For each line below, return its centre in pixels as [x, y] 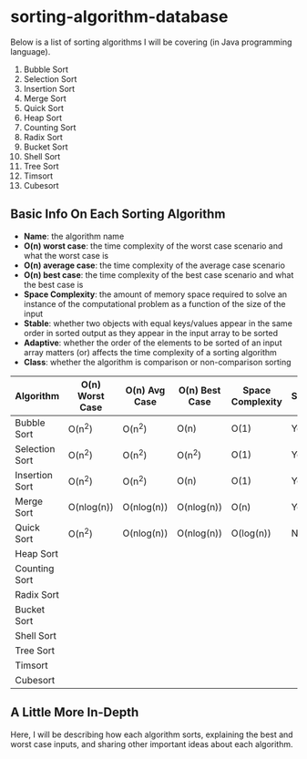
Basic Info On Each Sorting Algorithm [118, 215]
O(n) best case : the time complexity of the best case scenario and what [159, 274]
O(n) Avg [145, 390]
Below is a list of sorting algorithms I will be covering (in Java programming [151, 42]
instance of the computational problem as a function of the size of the [154, 303]
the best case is [53, 284]
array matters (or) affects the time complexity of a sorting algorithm [150, 352]
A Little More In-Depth [75, 713]
